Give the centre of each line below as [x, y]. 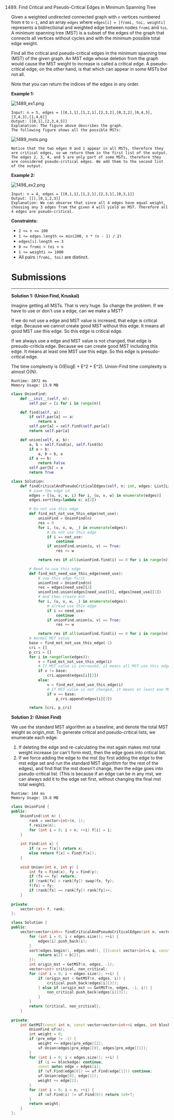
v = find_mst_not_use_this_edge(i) [75, 662]
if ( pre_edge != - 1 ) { [53, 1039]
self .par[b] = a [46, 468]
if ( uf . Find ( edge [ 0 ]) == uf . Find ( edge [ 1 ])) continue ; [95, 1072]
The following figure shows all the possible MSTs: [66, 130]
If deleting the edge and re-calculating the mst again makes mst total [89, 747]
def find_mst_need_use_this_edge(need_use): [76, 573]
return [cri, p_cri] [50, 708]
